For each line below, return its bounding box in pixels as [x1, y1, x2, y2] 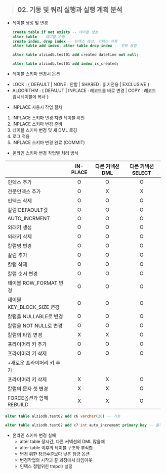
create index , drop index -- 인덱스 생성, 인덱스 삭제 [12, 39, 118, 44]
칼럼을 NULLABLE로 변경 [7, 313, 63, 320]
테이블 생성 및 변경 [12, 20, 48, 26]
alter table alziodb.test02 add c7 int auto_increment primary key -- [5, 423, 154, 427]
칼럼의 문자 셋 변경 [7, 385, 48, 392]
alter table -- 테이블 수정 [12, 34, 65, 39]
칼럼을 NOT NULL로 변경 [7, 322, 63, 329]
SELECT [132, 170, 152, 177]
